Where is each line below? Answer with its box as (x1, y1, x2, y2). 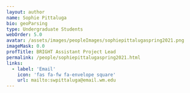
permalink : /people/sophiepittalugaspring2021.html (6, 54, 141, 61)
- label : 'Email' (12, 65, 56, 72)
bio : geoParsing (6, 20, 48, 26)
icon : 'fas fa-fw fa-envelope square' (17, 72, 116, 78)
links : (6, 60, 23, 66)
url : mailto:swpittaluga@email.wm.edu (17, 77, 116, 83)
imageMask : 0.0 (6, 43, 45, 50)
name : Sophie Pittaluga (6, 15, 67, 21)
